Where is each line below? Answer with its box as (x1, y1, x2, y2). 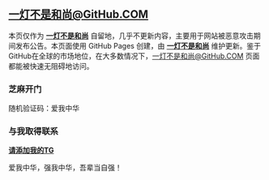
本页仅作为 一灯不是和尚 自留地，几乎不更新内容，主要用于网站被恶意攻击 (8, 31, 254, 41)
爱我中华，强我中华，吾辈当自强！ (8, 163, 122, 173)
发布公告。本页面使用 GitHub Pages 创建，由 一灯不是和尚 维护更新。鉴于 (15, 41, 262, 50)
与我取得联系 (8, 126, 59, 137)
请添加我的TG (8, 145, 54, 156)
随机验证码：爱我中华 (8, 104, 79, 114)
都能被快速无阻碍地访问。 (8, 61, 94, 71)
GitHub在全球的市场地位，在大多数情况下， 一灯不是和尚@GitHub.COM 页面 (8, 51, 260, 61)
